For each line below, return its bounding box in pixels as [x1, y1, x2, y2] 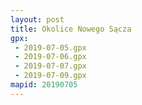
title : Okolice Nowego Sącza [10, 24, 132, 34]
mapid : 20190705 [10, 80, 78, 90]
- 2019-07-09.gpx [14, 71, 87, 81]
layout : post [10, 14, 65, 25]
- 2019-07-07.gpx [14, 61, 87, 71]
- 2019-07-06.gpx [14, 52, 87, 62]
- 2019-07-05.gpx [14, 42, 87, 53]
